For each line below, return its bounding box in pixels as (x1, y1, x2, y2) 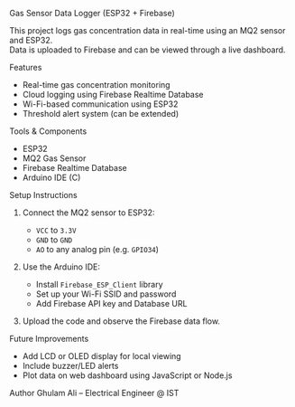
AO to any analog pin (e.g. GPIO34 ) (35, 244, 160, 254)
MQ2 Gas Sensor (22, 153, 87, 164)
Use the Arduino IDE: (22, 261, 101, 272)
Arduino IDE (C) (22, 172, 81, 183)
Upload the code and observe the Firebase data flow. (22, 316, 221, 327)
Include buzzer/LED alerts (22, 361, 119, 371)
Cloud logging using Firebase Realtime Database (22, 90, 204, 99)
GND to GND (35, 234, 73, 245)
